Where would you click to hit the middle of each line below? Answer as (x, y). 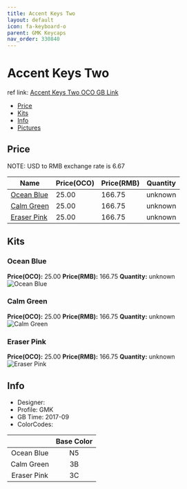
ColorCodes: (35, 424)
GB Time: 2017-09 (43, 417)
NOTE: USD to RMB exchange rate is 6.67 (66, 166)
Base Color (74, 441)
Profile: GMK (35, 409)
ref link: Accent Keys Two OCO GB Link (63, 92)
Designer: (31, 402)
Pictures (29, 128)
